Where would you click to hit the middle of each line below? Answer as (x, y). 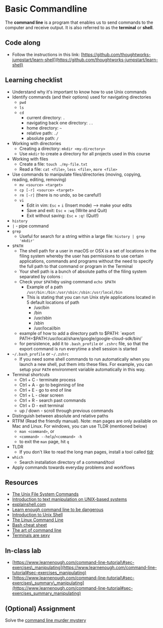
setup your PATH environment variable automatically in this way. (82, 369)
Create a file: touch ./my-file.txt (53, 164)
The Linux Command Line (38, 520)
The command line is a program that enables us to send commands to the (79, 22)
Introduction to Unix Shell (37, 515)
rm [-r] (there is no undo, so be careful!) (60, 195)
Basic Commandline (46, 9)
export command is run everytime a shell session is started (78, 348)
